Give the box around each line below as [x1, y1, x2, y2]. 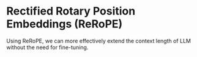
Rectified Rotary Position [6, 4, 136, 18]
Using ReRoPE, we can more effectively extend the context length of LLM [6, 37, 191, 44]
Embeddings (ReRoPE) [6, 17, 123, 31]
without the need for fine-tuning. [6, 44, 89, 51]
